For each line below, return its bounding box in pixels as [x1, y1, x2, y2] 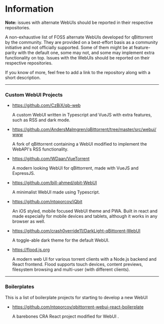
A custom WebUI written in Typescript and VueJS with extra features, [12, 112, 152, 118]
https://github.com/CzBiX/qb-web [12, 102, 81, 108]
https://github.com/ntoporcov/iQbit [12, 199, 82, 205]
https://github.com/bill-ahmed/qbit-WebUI [12, 180, 97, 186]
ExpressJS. [12, 171, 35, 176]
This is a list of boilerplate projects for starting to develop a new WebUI [5, 294, 148, 300]
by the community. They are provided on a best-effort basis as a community [5, 39, 158, 45]
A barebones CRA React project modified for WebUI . [12, 313, 119, 319]
